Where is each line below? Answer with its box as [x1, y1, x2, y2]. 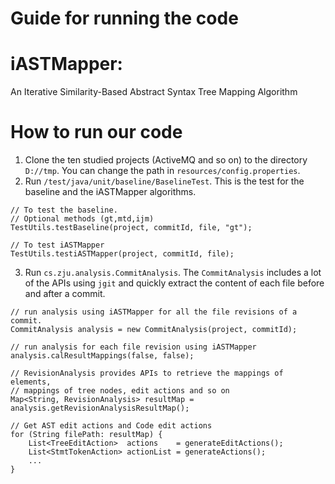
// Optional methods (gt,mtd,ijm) [10, 214, 155, 224]
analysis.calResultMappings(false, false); [10, 351, 195, 361]
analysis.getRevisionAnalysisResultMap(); [10, 403, 190, 414]
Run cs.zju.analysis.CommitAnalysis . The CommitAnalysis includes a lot [24, 267, 322, 279]
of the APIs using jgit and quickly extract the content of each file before [24, 277, 325, 289]
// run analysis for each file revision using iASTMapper [10, 342, 257, 352]
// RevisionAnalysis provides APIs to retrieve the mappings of [10, 368, 284, 379]
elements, [10, 377, 52, 387]
